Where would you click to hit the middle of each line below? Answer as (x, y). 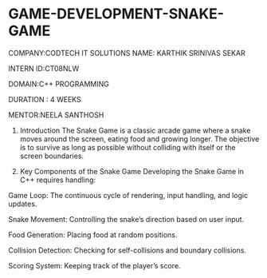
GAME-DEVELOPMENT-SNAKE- (116, 14)
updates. (23, 204)
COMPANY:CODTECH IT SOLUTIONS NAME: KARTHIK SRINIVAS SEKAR (127, 53)
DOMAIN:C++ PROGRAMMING (59, 84)
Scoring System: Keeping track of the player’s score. (94, 265)
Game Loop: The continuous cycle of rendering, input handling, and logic (128, 195)
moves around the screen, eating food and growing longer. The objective (139, 139)
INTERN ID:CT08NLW (44, 68)
